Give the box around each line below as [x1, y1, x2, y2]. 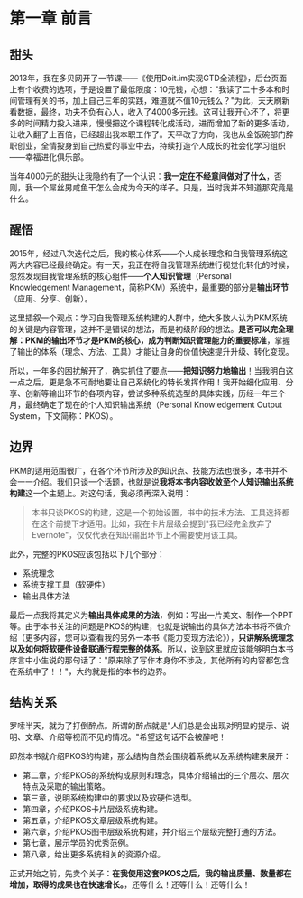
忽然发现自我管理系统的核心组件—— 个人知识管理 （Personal [9, 270, 232, 281]
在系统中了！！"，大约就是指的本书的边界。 [9, 665, 171, 677]
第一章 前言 [9, 8, 93, 29]
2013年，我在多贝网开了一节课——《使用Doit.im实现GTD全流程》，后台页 [9, 73, 280, 83]
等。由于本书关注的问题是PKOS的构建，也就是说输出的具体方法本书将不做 [9, 620, 284, 632]
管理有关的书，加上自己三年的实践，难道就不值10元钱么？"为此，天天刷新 [16, 96, 290, 106]
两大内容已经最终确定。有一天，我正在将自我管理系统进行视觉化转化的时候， [9, 259, 294, 270]
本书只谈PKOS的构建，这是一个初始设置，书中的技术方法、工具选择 [31, 506, 282, 517]
